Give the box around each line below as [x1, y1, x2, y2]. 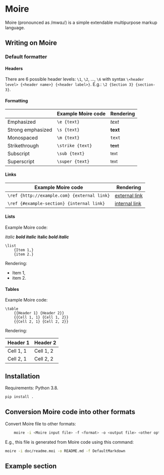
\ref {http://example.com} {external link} [7, 192, 110, 198]
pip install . [5, 395, 34, 399]
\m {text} [57, 135, 80, 140]
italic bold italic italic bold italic [5, 234, 69, 240]
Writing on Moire [5, 39, 57, 47]
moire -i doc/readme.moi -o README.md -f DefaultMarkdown [5, 448, 125, 454]
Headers [5, 65, 23, 71]
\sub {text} [57, 151, 85, 156]
